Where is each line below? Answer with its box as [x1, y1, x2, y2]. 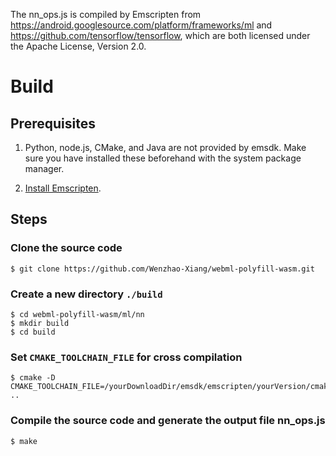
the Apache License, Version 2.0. [10, 40, 147, 52]
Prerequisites [10, 115, 96, 132]
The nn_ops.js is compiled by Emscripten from [10, 9, 202, 20]
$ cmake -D [10, 373, 56, 383]
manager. [24, 163, 65, 174]
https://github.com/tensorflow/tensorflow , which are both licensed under [10, 30, 311, 41]
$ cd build [10, 327, 56, 337]
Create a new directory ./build [10, 287, 163, 301]
